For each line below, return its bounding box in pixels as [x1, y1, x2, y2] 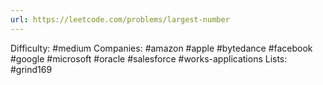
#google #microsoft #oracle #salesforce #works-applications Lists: [10, 52, 288, 65]
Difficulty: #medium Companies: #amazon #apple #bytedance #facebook [10, 42, 313, 54]
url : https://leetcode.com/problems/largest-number [10, 14, 230, 25]
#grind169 [10, 63, 53, 75]
